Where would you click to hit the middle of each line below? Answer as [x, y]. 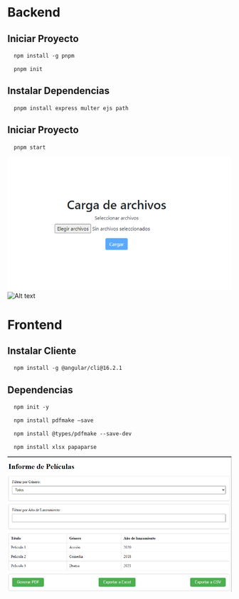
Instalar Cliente [42, 350]
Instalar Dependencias [59, 91]
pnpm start [30, 147]
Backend [34, 12]
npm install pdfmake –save [54, 420]
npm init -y [32, 407]
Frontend [35, 325]
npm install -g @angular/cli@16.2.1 [68, 368]
